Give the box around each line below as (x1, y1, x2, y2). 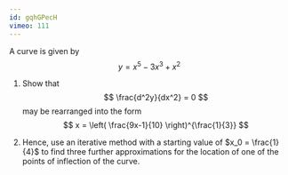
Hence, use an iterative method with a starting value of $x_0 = (21, 137, 251, 147)
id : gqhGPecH (9, 12, 58, 22)
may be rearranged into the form (21, 106, 142, 116)
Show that (21, 78, 60, 89)
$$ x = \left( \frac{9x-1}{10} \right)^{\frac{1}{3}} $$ (62, 120, 249, 131)
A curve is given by (9, 45, 80, 56)
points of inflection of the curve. (21, 156, 140, 167)
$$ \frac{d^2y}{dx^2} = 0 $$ (103, 92, 209, 103)
